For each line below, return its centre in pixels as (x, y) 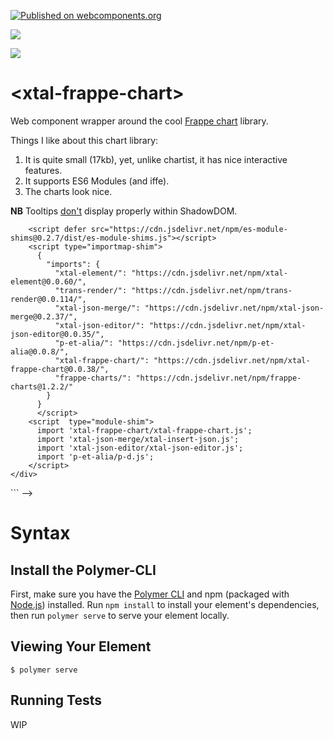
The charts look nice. (68, 191)
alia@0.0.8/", (40, 351)
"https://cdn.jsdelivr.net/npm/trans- (212, 290)
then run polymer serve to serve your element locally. (120, 615)
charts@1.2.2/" (42, 386)
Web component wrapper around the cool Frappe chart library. (139, 121)
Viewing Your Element (81, 646)
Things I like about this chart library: (84, 140)
